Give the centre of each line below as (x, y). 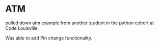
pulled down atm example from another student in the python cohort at (80, 23)
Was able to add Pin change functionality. (49, 38)
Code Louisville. (22, 28)
